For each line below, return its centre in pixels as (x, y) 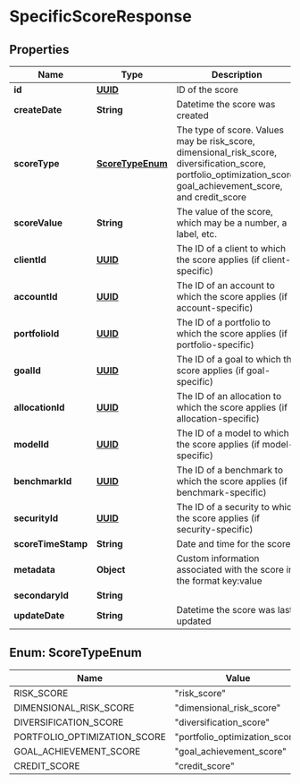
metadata (34, 570)
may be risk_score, (216, 141)
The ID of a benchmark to (230, 470)
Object (111, 570)
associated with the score (230, 570)
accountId (36, 297)
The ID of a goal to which (229, 359)
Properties (39, 50)
